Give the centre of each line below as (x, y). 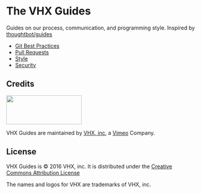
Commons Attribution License (43, 172)
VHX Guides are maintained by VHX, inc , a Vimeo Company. (81, 133)
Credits (20, 84)
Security (25, 65)
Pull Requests (32, 52)
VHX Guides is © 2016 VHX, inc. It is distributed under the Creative (89, 166)
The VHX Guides (49, 11)
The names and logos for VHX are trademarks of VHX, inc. (79, 184)
